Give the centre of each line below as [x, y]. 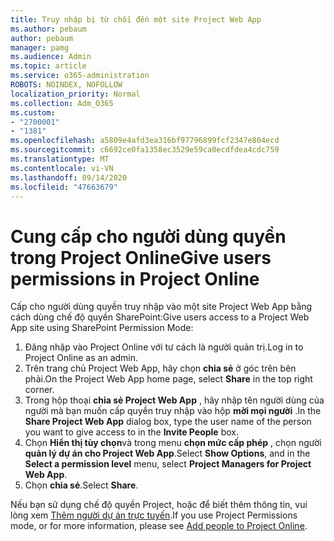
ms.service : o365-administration [80, 76]
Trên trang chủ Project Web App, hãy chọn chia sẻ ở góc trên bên [160, 368]
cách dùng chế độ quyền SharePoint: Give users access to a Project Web [160, 317]
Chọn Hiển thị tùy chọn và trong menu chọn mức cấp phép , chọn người [173, 443]
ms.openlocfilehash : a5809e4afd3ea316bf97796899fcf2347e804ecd [145, 141]
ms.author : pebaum [48, 29]
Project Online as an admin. [81, 358]
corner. [39, 390]
